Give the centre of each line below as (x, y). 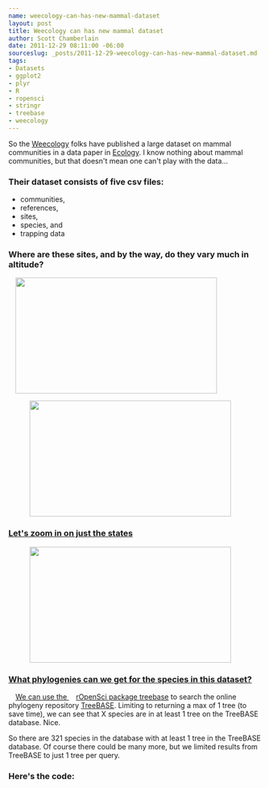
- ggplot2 (25, 76)
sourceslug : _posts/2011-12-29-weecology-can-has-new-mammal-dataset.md (133, 53)
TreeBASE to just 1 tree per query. (64, 756)
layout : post (30, 23)
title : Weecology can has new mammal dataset (86, 31)
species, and (41, 225)
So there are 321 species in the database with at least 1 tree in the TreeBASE (135, 738)
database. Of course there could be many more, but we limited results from (133, 747)
